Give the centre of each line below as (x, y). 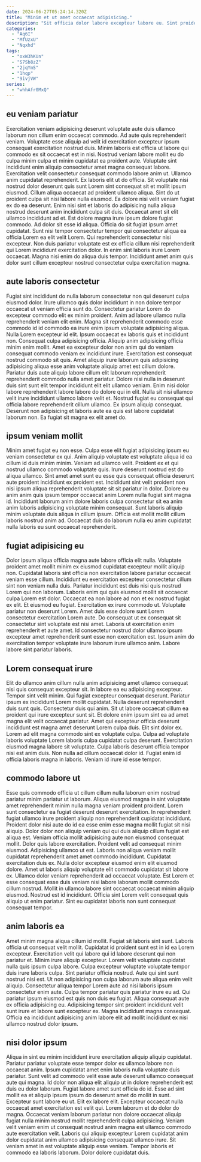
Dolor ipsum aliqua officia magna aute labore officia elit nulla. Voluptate (94, 560)
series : (16, 85)
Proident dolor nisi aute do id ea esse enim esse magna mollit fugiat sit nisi (98, 824)
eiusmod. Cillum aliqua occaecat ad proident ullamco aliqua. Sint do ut (93, 192)
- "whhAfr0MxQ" (31, 90)
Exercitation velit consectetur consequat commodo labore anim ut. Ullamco (99, 173)
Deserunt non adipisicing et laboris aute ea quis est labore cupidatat (90, 411)
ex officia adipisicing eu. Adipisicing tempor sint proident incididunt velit (95, 1004)
